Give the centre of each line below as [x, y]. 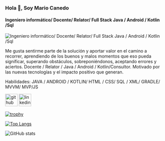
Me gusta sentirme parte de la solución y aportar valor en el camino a [76, 51]
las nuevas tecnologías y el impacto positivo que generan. [64, 72]
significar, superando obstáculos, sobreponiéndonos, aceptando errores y [81, 62]
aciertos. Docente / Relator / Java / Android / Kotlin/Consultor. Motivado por [82, 67]
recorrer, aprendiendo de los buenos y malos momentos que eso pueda [78, 56]
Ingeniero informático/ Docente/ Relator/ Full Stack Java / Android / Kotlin [82, 20]
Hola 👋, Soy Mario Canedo [37, 8]
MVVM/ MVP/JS [22, 87]
